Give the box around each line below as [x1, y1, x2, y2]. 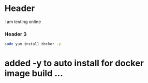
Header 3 [4, 31, 27, 37]
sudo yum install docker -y [4, 42, 61, 47]
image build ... [4, 68, 63, 79]
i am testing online [4, 19, 42, 24]
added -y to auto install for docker [4, 58, 144, 69]
